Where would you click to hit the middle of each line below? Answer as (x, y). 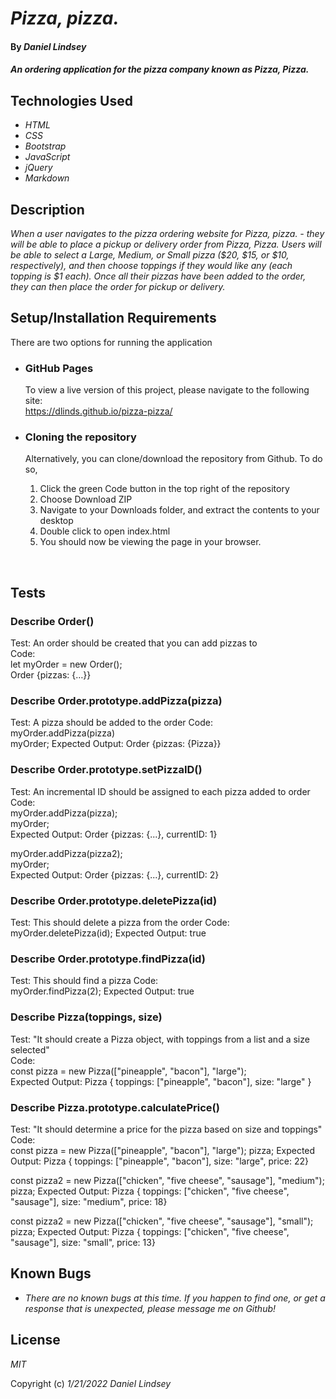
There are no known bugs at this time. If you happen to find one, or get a (175, 1298)
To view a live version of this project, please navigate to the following (167, 390)
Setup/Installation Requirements (113, 318)
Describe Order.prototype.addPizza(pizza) (116, 701)
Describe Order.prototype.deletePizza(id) (114, 900)
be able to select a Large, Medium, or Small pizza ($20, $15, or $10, (150, 255)
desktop (56, 521)
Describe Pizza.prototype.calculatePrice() (115, 1107)
